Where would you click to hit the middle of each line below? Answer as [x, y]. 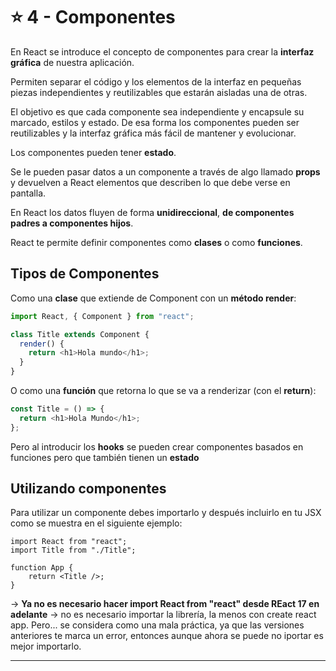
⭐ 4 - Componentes [93, 17]
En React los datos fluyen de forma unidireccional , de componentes [152, 212]
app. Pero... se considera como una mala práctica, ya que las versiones [157, 625]
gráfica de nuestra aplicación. [72, 62]
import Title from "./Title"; [73, 550]
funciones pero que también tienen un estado [105, 457]
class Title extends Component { [80, 334]
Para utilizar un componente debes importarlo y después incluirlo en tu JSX [166, 513]
